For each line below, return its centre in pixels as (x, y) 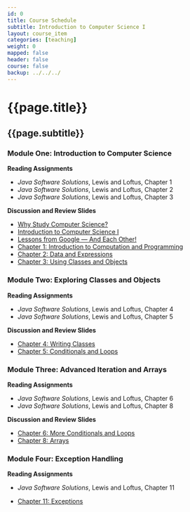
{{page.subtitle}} (46, 133)
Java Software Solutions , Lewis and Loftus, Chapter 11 (96, 488)
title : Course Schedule (42, 20)
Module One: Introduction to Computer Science (89, 153)
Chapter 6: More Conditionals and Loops (76, 433)
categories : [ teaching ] (42, 40)
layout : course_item (38, 33)
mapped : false (28, 53)
